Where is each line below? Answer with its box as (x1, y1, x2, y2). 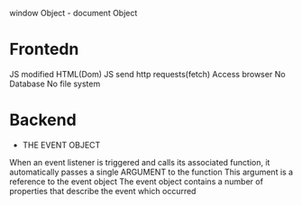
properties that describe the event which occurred (9, 185, 197, 196)
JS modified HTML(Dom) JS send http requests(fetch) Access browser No (9, 68, 286, 79)
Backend (9, 110, 77, 130)
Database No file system (9, 78, 101, 89)
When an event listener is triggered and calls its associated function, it (9, 156, 270, 167)
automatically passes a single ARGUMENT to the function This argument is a (9, 166, 294, 177)
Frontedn (9, 40, 79, 59)
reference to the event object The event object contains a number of (9, 175, 264, 187)
